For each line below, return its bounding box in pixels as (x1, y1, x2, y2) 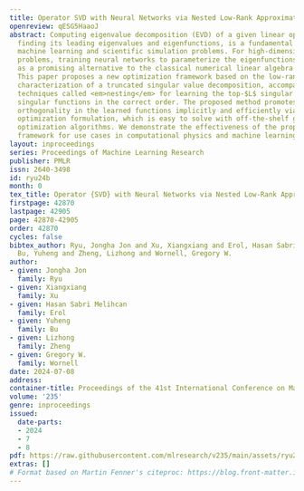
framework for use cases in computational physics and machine (17, 131, 261, 140)
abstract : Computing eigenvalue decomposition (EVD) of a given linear (9, 30, 285, 39)
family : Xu (17, 291, 59, 300)
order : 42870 (9, 224, 59, 233)
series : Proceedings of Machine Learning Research (9, 148, 204, 157)
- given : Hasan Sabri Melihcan (9, 300, 128, 309)
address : (9, 375, 43, 385)
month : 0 (9, 182, 43, 191)
